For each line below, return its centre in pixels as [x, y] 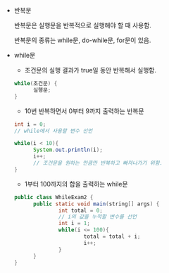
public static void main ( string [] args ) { [96, 204]
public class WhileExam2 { [54, 197]
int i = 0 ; [30, 124]
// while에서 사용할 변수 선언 [53, 131]
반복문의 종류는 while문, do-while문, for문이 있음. [82, 40]
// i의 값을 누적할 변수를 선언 [98, 217]
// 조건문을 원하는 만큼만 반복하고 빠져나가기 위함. [98, 163]
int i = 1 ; [74, 224]
